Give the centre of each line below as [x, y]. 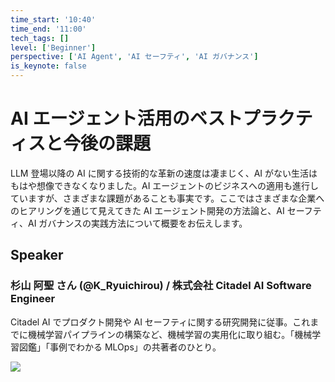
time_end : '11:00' [48, 29]
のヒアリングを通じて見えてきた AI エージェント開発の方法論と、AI [147, 210]
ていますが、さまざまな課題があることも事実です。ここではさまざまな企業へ [167, 198]
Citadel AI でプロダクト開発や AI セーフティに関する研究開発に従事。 [151, 322]
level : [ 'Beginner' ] [53, 47]
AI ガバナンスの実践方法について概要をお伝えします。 [137, 223]
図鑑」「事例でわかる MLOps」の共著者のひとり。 [120, 347]
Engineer [33, 299]
